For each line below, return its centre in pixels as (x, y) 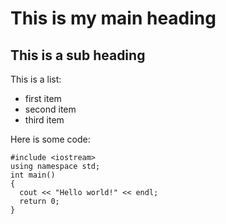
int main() (33, 175)
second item (50, 109)
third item (44, 120)
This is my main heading (113, 18)
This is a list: (36, 79)
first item (43, 98)
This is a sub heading (78, 55)
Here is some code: (50, 139)
